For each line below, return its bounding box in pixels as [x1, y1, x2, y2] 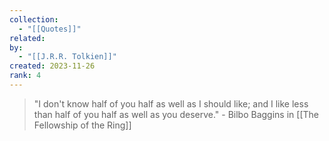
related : [9, 33, 46, 43]
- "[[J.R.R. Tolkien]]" [18, 52, 117, 62]
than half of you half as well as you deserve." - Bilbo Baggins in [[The [33, 108, 319, 120]
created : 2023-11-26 [9, 61, 96, 71]
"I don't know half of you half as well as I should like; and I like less [33, 97, 309, 110]
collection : [9, 14, 59, 25]
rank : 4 [9, 71, 42, 81]
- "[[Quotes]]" [18, 24, 82, 34]
